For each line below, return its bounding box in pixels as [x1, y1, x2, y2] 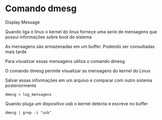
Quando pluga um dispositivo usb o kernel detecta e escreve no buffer [5, 100, 148, 106]
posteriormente [5, 82, 36, 89]
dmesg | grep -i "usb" [5, 110, 52, 115]
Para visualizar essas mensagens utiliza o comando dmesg [5, 58, 125, 64]
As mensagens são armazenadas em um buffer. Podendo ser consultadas [5, 43, 155, 49]
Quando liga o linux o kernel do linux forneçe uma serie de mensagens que [5, 29, 158, 34]
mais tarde [5, 49, 27, 55]
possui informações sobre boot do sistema [5, 34, 92, 40]
